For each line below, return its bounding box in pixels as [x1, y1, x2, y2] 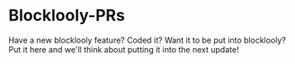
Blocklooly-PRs [8, 5, 125, 26]
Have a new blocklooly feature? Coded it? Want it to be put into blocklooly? [8, 35, 287, 45]
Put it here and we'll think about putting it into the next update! [8, 44, 239, 54]
